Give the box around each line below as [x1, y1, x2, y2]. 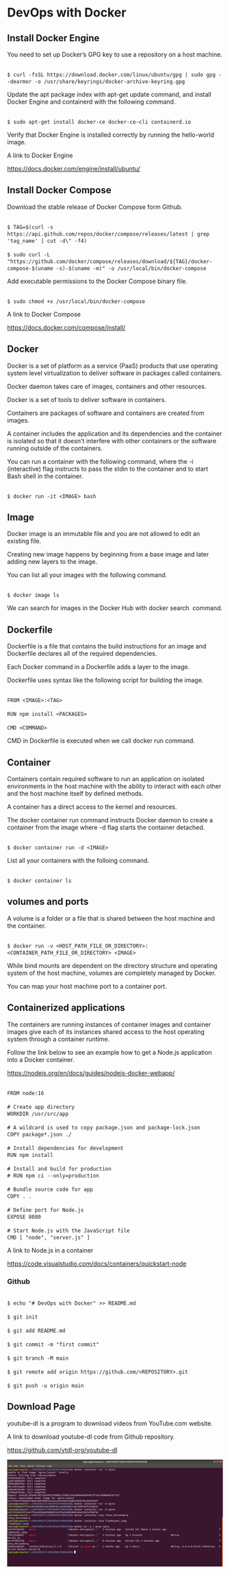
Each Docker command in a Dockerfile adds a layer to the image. [7, 663, 190, 671]
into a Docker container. [7, 1055, 75, 1064]
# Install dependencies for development [7, 1145, 125, 1151]
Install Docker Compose [7, 184, 112, 196]
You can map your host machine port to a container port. [7, 982, 167, 990]
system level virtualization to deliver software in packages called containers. [7, 369, 222, 377]
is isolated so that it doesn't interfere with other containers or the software [7, 436, 217, 445]
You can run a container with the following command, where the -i [7, 457, 194, 465]
